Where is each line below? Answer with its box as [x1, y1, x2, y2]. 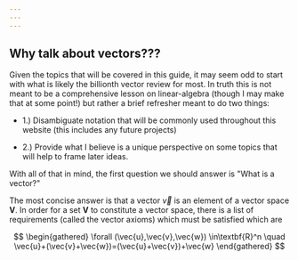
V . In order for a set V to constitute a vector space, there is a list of [9, 205, 254, 215]
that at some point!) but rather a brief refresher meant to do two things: [9, 98, 270, 109]
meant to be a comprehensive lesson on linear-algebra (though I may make [9, 88, 285, 99]
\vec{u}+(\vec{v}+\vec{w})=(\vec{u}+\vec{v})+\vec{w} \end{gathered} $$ [13, 241, 286, 252]
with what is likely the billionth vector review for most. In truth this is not [9, 79, 272, 90]
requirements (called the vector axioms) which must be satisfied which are [9, 215, 283, 225]
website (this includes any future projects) [21, 125, 177, 135]
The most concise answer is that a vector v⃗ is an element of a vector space [9, 195, 290, 206]
